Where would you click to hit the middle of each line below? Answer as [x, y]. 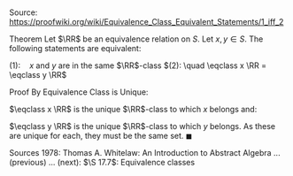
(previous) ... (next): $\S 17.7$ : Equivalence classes [102, 163]
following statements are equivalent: [75, 49]
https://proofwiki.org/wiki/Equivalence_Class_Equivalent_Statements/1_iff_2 [146, 22]
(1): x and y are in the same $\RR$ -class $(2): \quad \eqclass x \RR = [138, 65]
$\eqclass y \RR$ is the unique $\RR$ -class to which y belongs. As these [143, 126]
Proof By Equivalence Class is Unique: [79, 92]
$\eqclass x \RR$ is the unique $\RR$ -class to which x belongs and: [133, 110]
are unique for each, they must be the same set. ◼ [101, 136]
